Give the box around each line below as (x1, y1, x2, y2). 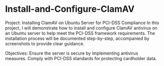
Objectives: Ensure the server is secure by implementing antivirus (5, 50, 138, 56)
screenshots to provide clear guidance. (5, 40, 85, 46)
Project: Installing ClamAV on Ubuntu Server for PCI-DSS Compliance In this (5, 20, 159, 26)
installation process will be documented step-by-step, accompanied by (5, 35, 150, 41)
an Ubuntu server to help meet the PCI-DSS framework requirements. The (5, 30, 155, 36)
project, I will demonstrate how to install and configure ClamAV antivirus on (5, 25, 158, 31)
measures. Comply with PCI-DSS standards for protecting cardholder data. (5, 55, 157, 61)
